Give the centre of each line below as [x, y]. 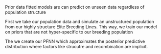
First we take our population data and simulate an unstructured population [80, 22]
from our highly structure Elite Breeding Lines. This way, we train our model [81, 27]
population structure [26, 12]
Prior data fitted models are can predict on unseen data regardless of [75, 7]
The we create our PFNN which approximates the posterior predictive [75, 41]
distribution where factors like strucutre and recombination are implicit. [77, 46]
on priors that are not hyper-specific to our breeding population [69, 32]
